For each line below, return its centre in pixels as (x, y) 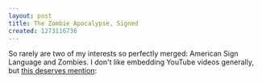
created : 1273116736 (43, 31)
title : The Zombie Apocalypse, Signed (73, 23)
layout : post (30, 16)
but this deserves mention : (53, 71)
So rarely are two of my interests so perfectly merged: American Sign (124, 54)
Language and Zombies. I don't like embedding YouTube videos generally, (131, 62)
